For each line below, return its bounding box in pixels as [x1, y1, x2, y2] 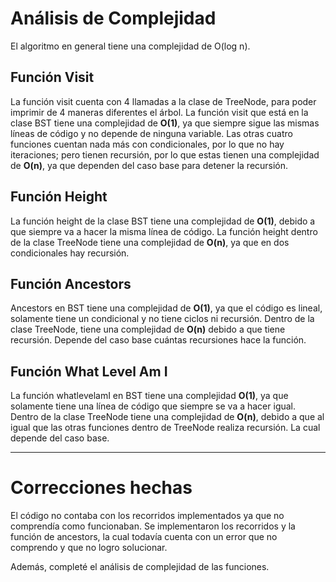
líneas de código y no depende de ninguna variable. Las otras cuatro [10, 127, 293, 139]
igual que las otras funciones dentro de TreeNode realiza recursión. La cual [10, 422, 321, 434]
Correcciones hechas [10, 477, 193, 499]
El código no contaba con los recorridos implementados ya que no [10, 510, 285, 522]
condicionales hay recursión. [10, 247, 130, 259]
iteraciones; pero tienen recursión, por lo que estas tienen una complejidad [10, 148, 320, 161]
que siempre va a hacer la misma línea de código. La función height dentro [10, 225, 318, 237]
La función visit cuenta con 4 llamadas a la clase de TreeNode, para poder [10, 95, 317, 107]
